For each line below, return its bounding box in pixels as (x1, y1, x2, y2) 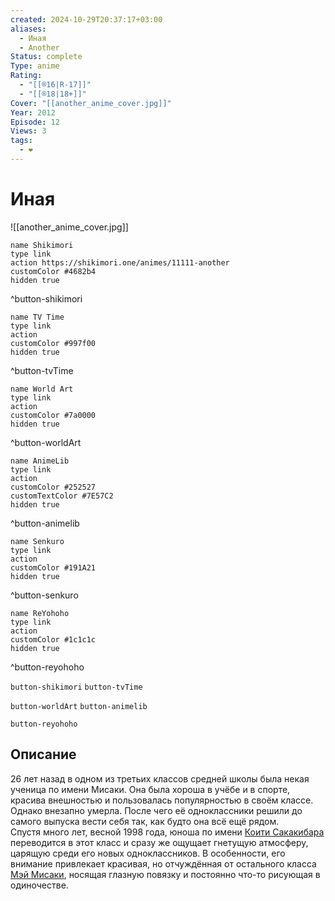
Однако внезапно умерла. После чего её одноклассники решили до (10, 804, 303, 816)
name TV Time (10, 312, 65, 322)
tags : (10, 136, 33, 146)
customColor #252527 (10, 482, 97, 492)
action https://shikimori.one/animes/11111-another (10, 257, 230, 268)
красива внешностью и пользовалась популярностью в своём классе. (10, 794, 314, 806)
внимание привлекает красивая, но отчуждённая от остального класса (10, 857, 317, 870)
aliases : (10, 24, 47, 34)
